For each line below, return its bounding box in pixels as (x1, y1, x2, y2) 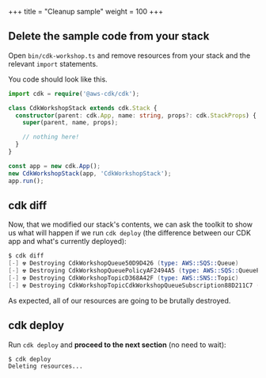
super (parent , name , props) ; (22, 119, 119, 127)
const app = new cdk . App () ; (8, 162, 101, 170)
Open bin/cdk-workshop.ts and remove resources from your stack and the (8, 51, 251, 60)
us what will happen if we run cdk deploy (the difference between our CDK (8, 228, 252, 238)
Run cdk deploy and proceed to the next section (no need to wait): (8, 340, 227, 349)
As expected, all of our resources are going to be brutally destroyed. (8, 296, 231, 305)
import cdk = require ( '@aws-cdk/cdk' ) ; (8, 90, 140, 97)
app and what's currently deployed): (8, 237, 127, 246)
